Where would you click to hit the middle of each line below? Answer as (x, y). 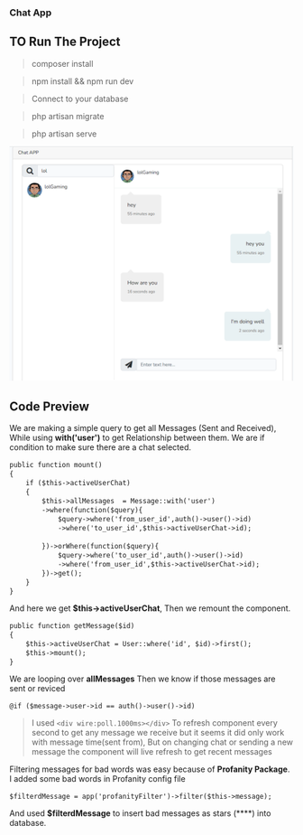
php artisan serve (64, 134)
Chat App (31, 13)
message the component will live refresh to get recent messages (151, 751)
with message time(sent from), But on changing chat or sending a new (162, 742)
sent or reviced (37, 688)
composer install (62, 63)
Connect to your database (80, 99)
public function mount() (56, 464)
